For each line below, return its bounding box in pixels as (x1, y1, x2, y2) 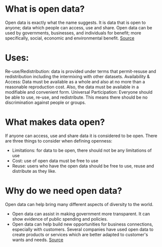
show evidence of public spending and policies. (12, 216, 108, 222)
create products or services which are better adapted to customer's (12, 231, 148, 237)
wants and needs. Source (12, 237, 64, 243)
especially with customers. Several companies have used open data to (12, 226, 154, 232)
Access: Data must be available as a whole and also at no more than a (5, 79, 145, 84)
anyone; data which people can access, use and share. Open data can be (5, 24, 152, 30)
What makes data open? (5, 117, 105, 128)
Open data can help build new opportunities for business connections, (12, 221, 153, 227)
